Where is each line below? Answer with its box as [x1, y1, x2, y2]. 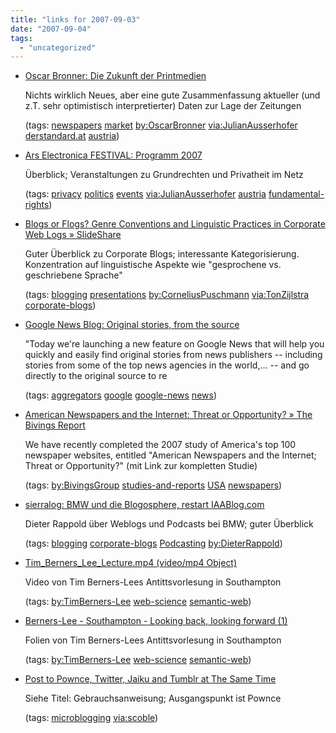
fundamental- [268, 188, 325, 200]
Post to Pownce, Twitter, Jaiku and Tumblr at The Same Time [24, 673, 277, 685]
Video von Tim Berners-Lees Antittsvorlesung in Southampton [24, 576, 282, 588]
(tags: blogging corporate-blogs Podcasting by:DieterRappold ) [24, 537, 283, 550]
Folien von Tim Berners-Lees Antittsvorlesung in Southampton [24, 634, 282, 646]
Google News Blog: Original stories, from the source [24, 319, 240, 331]
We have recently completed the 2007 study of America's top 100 [24, 439, 297, 451]
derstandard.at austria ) [24, 130, 120, 142]
